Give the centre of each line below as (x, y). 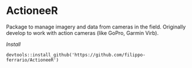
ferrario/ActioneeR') (33, 60)
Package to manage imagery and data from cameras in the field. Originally (96, 27)
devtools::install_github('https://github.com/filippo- (76, 55)
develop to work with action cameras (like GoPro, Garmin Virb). (82, 33)
